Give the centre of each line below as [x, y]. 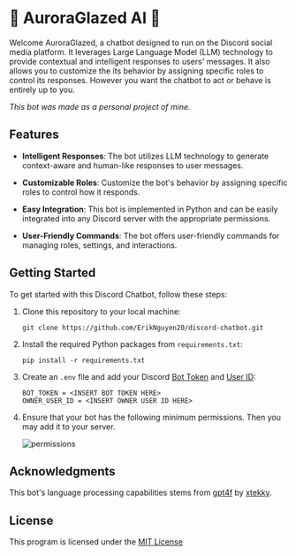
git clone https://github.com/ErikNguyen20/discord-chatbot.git [143, 328]
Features [34, 135]
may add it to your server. [68, 426]
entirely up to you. [42, 89]
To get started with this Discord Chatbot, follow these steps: [118, 294]
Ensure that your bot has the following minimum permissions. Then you [151, 417]
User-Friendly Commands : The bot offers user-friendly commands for [151, 236]
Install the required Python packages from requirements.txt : [132, 344]
